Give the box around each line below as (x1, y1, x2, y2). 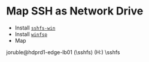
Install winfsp (14, 30, 48, 37)
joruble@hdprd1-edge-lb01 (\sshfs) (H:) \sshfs (6, 48, 120, 55)
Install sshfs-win (14, 24, 56, 31)
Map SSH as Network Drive (6, 4, 144, 18)
